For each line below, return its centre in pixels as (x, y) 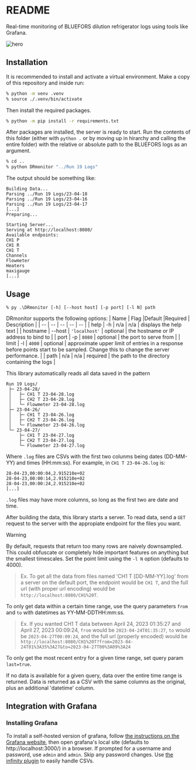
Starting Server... (30, 225)
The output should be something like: (51, 178)
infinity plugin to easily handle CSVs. (50, 761)
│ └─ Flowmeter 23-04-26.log (47, 425)
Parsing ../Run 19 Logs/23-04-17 (47, 205)
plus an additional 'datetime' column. (50, 688)
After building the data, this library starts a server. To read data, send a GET (96, 517)
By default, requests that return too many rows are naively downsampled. (94, 546)
